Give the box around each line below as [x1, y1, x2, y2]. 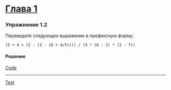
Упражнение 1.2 [5, 21, 47, 28]
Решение [5, 53, 26, 59]
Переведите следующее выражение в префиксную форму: [5, 33, 134, 39]
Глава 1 [5, 3, 38, 15]
